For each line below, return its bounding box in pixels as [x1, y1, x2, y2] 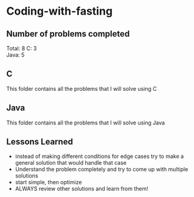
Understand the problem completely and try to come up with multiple [15, 166, 189, 173]
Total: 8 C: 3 [6, 45, 37, 52]
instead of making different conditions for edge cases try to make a [15, 152, 184, 160]
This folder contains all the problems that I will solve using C [6, 85, 157, 92]
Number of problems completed [6, 29, 130, 39]
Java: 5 [6, 51, 25, 59]
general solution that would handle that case [15, 159, 126, 167]
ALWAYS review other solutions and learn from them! [15, 185, 148, 193]
